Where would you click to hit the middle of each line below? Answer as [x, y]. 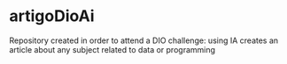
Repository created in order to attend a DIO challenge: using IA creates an [144, 40]
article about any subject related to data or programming [112, 49]
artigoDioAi [52, 16]
